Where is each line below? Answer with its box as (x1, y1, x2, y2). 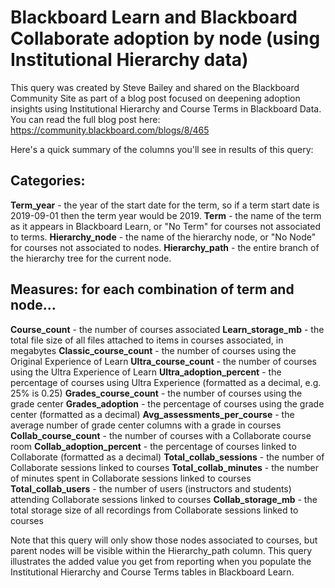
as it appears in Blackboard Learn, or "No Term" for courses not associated (10, 220, 322, 232)
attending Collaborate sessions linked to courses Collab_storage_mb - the (10, 493, 318, 505)
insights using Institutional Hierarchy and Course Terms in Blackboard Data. (10, 102, 322, 115)
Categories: (10, 172, 86, 190)
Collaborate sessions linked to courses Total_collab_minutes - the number (10, 461, 319, 473)
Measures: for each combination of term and (10, 281, 295, 298)
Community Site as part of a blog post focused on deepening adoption (10, 92, 301, 104)
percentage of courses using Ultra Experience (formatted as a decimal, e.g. (10, 376, 322, 388)
